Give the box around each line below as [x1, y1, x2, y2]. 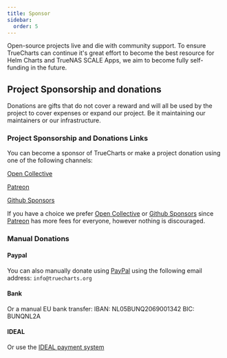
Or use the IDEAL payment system [7, 343, 105, 351]
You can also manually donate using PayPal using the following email [7, 266, 203, 275]
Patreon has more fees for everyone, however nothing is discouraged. [7, 217, 206, 225]
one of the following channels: [7, 156, 93, 165]
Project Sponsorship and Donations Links [7, 133, 149, 143]
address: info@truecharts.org [7, 273, 92, 282]
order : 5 [13, 23, 39, 30]
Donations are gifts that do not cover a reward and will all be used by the [7, 102, 213, 110]
